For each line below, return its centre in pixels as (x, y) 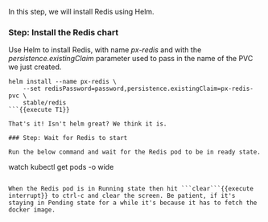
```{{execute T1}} (39, 110)
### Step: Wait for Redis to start (68, 138)
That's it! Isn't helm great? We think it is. (88, 124)
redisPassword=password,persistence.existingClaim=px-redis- (148, 89)
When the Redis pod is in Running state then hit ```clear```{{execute (131, 189)
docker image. (32, 210)
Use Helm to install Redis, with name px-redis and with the (105, 50)
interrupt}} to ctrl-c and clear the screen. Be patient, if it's (122, 196)
